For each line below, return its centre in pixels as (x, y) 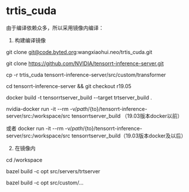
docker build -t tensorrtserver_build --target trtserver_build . (79, 97)
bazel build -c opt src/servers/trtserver (53, 171)
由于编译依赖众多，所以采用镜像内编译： (55, 28)
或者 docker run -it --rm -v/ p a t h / (45, 128)
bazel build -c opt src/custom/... (45, 183)
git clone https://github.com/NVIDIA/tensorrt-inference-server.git (85, 63)
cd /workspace (24, 160)
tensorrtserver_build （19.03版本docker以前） (127, 116)
